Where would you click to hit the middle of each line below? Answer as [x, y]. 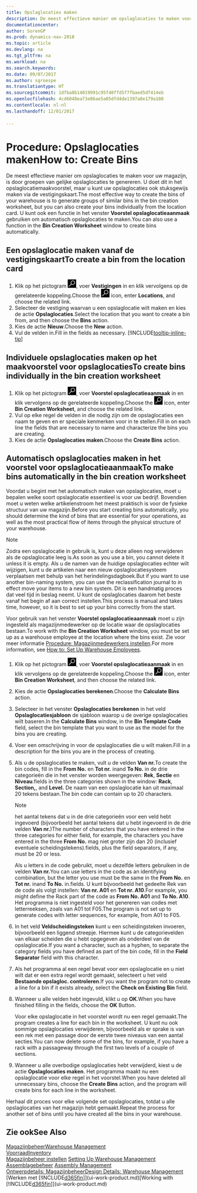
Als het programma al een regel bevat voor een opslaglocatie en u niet [99, 969]
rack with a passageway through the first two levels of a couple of [94, 1047]
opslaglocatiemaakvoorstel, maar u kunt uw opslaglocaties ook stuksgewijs [97, 188]
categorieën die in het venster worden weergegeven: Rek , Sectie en [97, 775]
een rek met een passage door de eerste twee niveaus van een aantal [99, 1035]
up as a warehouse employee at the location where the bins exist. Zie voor [96, 637]
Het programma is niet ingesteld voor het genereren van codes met [96, 902]
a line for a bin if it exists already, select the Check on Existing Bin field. [101, 987]
